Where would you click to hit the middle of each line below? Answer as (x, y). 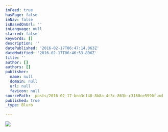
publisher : (17, 72)
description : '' (22, 43)
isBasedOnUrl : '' (24, 24)
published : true (22, 100)
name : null (21, 77)
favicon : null (25, 91)
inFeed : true (19, 10)
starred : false (21, 34)
